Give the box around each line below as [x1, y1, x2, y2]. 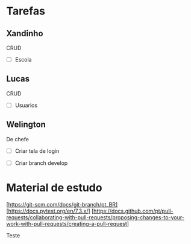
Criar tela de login [14, 147, 60, 155]
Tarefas [6, 4, 45, 18]
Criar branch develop [14, 159, 68, 167]
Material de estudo [6, 181, 102, 194]
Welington [6, 120, 46, 130]
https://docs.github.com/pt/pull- [93, 207, 174, 214]
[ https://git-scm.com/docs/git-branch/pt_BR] [6, 201, 118, 208]
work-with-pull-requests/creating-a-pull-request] [6, 220, 130, 227]
